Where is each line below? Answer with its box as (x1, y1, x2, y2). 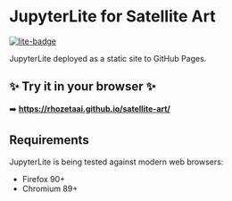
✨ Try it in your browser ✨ (9, 79, 156, 95)
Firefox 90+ (21, 173, 65, 184)
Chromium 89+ (21, 183, 79, 194)
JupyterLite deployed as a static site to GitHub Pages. (9, 53, 207, 63)
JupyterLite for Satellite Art (9, 6, 216, 27)
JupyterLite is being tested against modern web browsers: (9, 156, 224, 167)
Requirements (9, 132, 89, 148)
